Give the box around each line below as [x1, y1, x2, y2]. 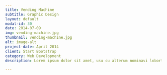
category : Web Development [5, 53, 61, 59]
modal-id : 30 [5, 21, 32, 26]
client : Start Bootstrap [5, 49, 57, 54]
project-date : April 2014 [5, 44, 59, 49]
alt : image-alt [5, 40, 37, 45]
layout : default [5, 16, 39, 21]
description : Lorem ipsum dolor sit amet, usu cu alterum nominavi [5, 58, 148, 63]
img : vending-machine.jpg [5, 30, 59, 35]
